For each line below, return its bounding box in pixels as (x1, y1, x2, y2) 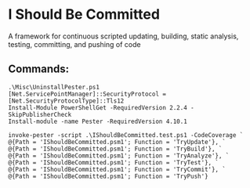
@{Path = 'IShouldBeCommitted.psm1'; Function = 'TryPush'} (8, 172, 209, 180)
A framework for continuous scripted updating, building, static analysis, (8, 31, 239, 41)
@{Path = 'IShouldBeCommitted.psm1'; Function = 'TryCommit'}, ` (8, 165, 226, 173)
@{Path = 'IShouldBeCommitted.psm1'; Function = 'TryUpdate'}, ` (8, 138, 226, 146)
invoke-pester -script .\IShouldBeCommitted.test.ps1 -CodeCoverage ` (8, 131, 244, 139)
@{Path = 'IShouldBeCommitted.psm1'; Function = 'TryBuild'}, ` (8, 145, 223, 153)
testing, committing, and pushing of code (8, 39, 141, 49)
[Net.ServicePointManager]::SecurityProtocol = (8, 90, 167, 98)
